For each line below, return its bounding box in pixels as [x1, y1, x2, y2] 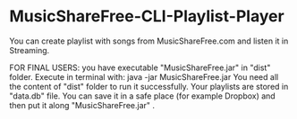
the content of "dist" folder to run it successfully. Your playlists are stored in [9, 81, 289, 91]
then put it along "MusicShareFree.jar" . [9, 99, 155, 110]
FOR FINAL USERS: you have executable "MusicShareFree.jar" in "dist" [9, 62, 271, 73]
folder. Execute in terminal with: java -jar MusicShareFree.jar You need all [9, 71, 279, 82]
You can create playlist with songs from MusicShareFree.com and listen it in [9, 36, 289, 46]
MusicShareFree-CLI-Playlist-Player [9, 6, 284, 27]
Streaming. [9, 44, 50, 55]
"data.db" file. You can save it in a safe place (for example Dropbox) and [9, 91, 276, 101]
